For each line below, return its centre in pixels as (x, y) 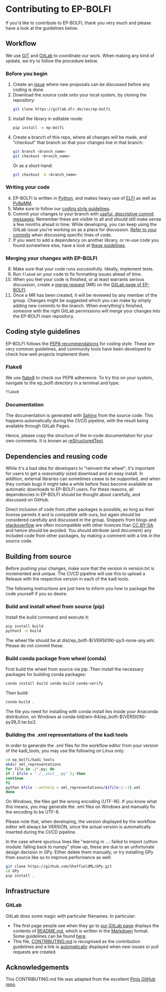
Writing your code (28, 187)
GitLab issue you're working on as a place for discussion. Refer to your (85, 229)
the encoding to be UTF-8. (33, 812)
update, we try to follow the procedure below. (52, 61)
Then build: (17, 693)
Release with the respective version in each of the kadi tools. (67, 579)
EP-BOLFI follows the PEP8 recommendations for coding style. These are (80, 343)
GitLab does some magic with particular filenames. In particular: (71, 916)
